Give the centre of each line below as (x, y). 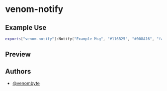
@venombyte (26, 84)
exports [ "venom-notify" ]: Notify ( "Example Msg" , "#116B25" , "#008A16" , (80, 39)
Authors (18, 71)
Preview (18, 54)
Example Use (26, 28)
